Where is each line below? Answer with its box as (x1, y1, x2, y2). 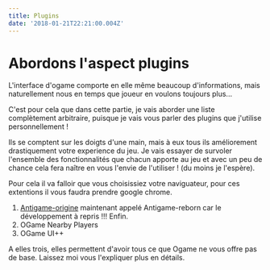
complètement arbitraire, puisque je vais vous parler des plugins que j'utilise (8, 114, 262, 123)
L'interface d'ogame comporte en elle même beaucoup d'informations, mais (8, 81, 260, 90)
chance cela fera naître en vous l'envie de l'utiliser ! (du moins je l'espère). (8, 163, 255, 173)
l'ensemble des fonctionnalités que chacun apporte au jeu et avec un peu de (8, 155, 263, 164)
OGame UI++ (19, 229, 64, 239)
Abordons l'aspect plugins (8, 54, 189, 73)
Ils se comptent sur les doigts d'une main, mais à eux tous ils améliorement (8, 138, 258, 147)
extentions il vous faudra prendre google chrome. (8, 187, 173, 197)
